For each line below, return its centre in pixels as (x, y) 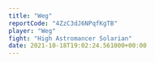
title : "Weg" (30, 16)
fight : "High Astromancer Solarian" (70, 38)
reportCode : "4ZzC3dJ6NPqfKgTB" (63, 23)
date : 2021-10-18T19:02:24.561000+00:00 (78, 46)
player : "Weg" (32, 31)
